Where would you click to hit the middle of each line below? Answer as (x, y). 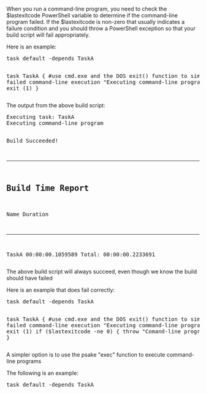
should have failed (30, 278)
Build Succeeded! (32, 141)
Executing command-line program (55, 123)
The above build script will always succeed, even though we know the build (102, 271)
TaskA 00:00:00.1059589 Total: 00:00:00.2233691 (81, 254)
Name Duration (28, 214)
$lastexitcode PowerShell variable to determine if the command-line (92, 15)
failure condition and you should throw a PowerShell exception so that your (101, 28)
